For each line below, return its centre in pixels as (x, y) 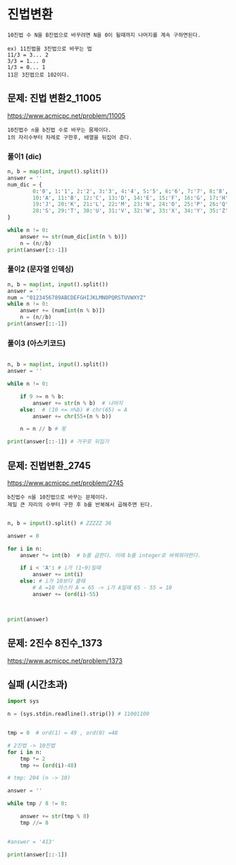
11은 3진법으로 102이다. (39, 75)
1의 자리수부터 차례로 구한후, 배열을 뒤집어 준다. (70, 137)
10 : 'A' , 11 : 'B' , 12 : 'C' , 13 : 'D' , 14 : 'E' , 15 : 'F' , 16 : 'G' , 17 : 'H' (131, 198)
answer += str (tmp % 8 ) (55, 816)
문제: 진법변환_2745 (49, 466)
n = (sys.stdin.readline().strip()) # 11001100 (79, 714)
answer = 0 (23, 536)
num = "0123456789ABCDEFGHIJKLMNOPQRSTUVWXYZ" (77, 297)
